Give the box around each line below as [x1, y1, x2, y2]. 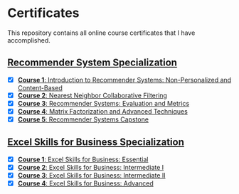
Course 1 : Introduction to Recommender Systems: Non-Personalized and [17, 75, 232, 84]
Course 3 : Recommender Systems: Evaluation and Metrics [17, 99, 190, 107]
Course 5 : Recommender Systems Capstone [17, 115, 149, 124]
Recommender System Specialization [7, 57, 178, 69]
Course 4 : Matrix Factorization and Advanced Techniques [17, 107, 188, 115]
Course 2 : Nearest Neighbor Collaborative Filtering [17, 91, 167, 99]
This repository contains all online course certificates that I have [7, 28, 196, 37]
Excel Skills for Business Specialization [7, 136, 185, 149]
